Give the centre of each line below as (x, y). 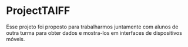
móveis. (16, 39)
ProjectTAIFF (38, 11)
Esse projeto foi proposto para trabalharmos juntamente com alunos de (92, 27)
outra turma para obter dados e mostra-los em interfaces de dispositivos (94, 32)
